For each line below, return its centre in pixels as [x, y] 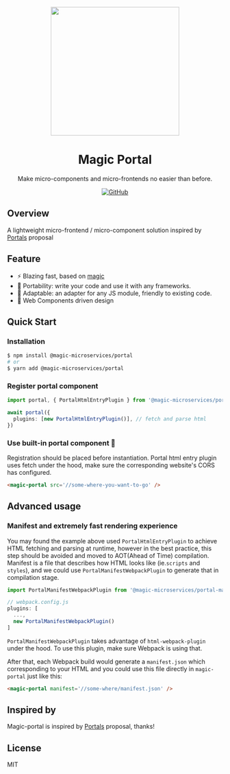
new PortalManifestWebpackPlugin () [64, 622]
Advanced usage [44, 507]
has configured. [29, 472]
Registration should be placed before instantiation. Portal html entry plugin [112, 458]
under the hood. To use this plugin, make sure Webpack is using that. [105, 648]
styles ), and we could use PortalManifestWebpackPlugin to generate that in [113, 570]
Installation [26, 341]
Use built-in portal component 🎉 [62, 443]
